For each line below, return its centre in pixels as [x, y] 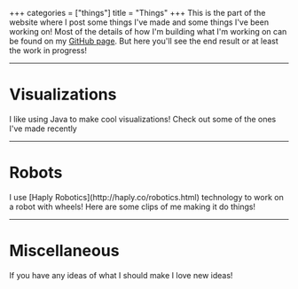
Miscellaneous [64, 251]
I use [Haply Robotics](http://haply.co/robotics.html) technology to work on [146, 197]
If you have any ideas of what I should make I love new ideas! [121, 275]
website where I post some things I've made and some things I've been [139, 22]
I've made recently [43, 129]
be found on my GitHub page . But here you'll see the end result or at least [144, 41]
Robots [36, 173]
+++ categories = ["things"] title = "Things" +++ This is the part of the [137, 13]
